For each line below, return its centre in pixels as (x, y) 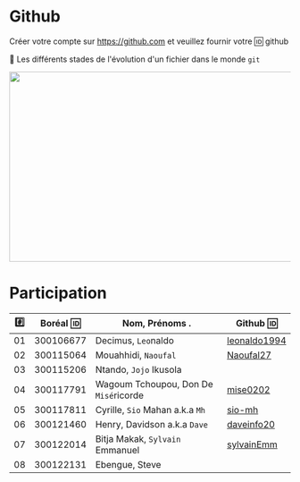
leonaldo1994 (257, 340)
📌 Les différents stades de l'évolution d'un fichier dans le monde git (135, 59)
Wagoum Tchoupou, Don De (154, 384)
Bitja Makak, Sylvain (138, 438)
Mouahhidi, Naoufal (136, 355)
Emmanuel (117, 450)
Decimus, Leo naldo (134, 340)
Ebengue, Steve (128, 464)
